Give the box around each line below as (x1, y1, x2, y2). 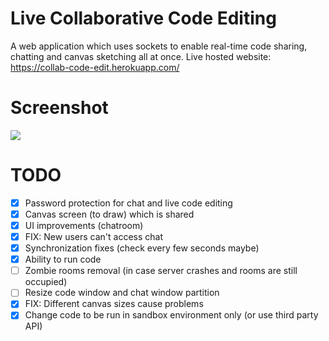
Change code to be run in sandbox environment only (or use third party (24, 309, 319, 321)
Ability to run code (24, 253, 102, 266)
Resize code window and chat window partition (24, 287, 220, 299)
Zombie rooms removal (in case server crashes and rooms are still (24, 265, 298, 277)
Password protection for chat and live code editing (24, 197, 233, 209)
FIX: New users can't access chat (24, 231, 164, 242)
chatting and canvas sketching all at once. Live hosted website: (10, 50, 272, 62)
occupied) (24, 276, 68, 288)
